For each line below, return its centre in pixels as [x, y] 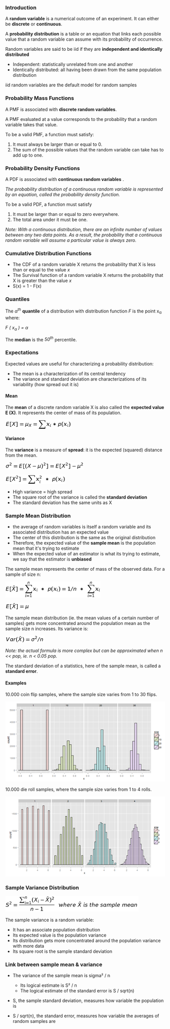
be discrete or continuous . [34, 24]
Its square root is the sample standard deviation [62, 951]
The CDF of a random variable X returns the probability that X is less [84, 264]
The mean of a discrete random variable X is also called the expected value [85, 407]
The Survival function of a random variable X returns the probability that [88, 275]
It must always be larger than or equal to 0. [57, 144]
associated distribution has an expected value [61, 532]
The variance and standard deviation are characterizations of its [79, 379]
